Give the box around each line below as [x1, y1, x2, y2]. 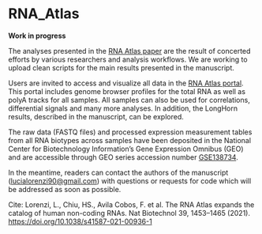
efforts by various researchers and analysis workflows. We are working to [8, 55, 248, 64]
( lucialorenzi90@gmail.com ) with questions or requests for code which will [8, 175, 252, 186]
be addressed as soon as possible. [8, 184, 122, 194]
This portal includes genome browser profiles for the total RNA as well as [8, 86, 246, 96]
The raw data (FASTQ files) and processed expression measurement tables [8, 127, 253, 137]
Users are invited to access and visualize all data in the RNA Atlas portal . [8, 78, 244, 88]
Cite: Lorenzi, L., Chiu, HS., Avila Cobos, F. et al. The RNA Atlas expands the [8, 199, 255, 209]
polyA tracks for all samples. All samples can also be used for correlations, [8, 95, 250, 104]
